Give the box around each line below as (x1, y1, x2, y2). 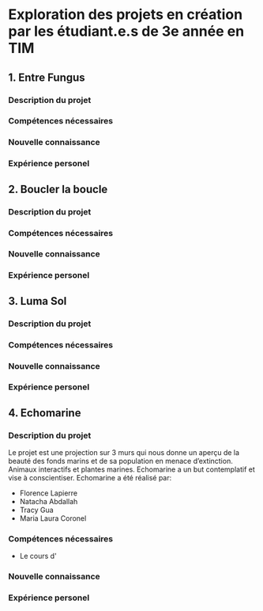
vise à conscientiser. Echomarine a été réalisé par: (8, 473, 172, 483)
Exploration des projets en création (8, 6, 243, 24)
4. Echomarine (8, 406, 81, 419)
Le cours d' (19, 552, 57, 561)
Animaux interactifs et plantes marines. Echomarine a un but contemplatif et (8, 465, 255, 474)
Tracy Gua (19, 505, 54, 515)
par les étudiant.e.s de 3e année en (8, 22, 245, 40)
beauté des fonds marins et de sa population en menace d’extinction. (8, 457, 233, 466)
